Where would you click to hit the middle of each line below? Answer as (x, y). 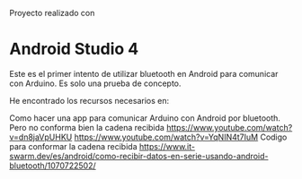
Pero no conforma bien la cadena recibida (87, 127)
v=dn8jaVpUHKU (41, 137)
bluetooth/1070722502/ (53, 166)
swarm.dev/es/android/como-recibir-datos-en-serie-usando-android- (139, 156)
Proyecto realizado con (52, 13)
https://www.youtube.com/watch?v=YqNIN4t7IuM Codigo (181, 137)
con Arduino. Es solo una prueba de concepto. (95, 83)
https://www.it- (167, 146)
